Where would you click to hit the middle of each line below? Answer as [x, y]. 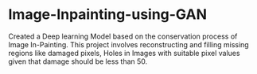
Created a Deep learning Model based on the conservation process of [123, 36]
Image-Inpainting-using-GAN [107, 15]
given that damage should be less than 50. [78, 61]
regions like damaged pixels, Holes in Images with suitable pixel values [124, 53]
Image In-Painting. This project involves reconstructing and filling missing [128, 44]
